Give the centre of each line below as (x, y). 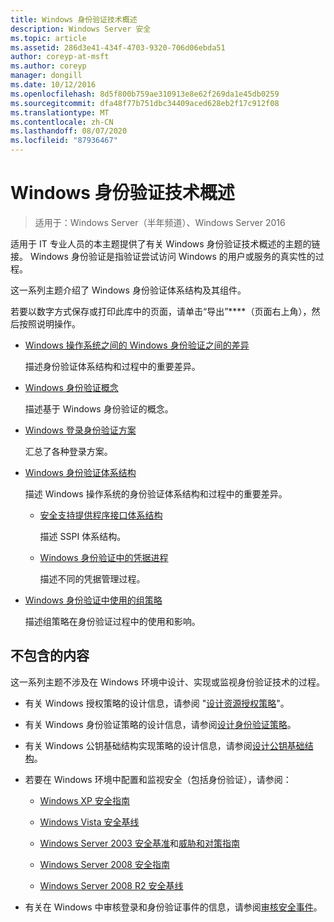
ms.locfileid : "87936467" (64, 141)
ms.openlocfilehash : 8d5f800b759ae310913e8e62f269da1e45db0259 (145, 94)
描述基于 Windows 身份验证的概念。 (99, 408)
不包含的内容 (50, 656)
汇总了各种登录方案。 (68, 451)
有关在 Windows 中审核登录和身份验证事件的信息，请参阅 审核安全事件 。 (173, 907)
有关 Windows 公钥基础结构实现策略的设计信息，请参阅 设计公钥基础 (164, 745)
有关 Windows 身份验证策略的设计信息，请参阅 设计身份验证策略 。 (160, 724)
